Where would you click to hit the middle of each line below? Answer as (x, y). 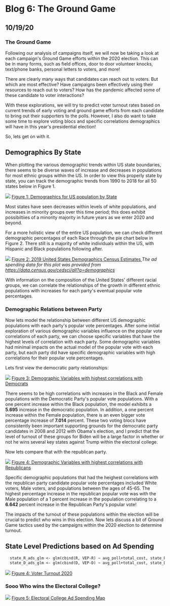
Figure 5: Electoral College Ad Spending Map (58, 598)
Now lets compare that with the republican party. (56, 452)
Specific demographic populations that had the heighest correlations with (82, 477)
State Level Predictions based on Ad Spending (80, 546)
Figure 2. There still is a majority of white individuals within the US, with (80, 243)
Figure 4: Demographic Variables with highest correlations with (77, 462)
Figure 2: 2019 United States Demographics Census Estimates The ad (84, 259)
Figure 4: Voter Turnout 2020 (42, 573)
